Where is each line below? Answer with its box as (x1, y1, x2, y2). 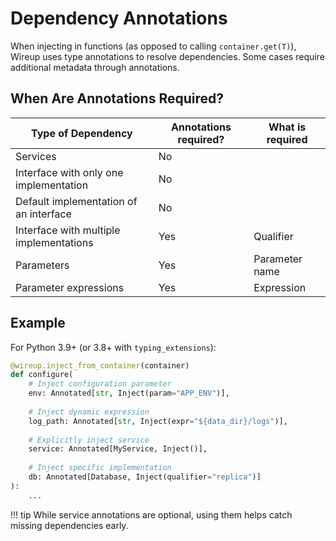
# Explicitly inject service (28, 435, 150, 445)
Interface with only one (15, 165, 124, 179)
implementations (15, 235, 94, 249)
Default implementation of (15, 194, 138, 208)
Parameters (15, 258, 70, 272)
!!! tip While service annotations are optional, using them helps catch (10, 508, 293, 521)
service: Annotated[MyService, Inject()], (28, 444, 208, 454)
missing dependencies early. (10, 519, 129, 531)
